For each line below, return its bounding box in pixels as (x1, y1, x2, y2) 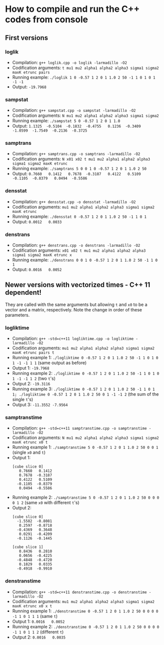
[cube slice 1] (12, 544, 44, 550)
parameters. (5, 312, 30, 318)
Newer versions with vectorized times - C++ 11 (5, 281, 151, 289)
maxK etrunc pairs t (12, 350, 55, 355)
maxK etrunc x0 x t (12, 604, 53, 609)
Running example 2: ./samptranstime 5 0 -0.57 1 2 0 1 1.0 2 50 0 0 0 (12, 494, 160, 501)
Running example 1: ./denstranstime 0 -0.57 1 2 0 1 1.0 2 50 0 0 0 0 (12, 608, 159, 614)
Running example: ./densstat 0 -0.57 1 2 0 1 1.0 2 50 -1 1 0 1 (12, 213, 147, 219)
